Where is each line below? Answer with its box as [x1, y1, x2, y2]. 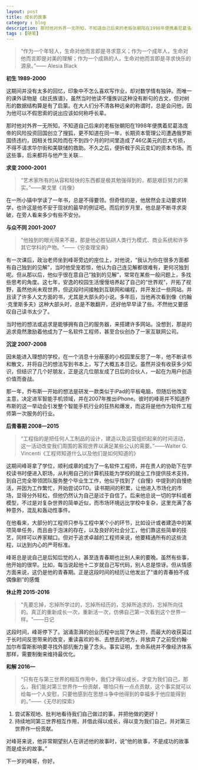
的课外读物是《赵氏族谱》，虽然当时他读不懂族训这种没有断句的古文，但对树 [6, 95, 190, 102]
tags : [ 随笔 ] [6, 31, 39, 37]
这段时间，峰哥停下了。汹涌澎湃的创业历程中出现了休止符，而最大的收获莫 [6, 628, 187, 635]
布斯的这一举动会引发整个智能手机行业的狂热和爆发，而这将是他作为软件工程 [6, 403, 192, 410]
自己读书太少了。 [11, 308, 53, 315]
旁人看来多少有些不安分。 [21, 211, 84, 218]
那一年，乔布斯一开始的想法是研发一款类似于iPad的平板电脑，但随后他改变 [6, 388, 187, 395]
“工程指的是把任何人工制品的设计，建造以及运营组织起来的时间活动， [20, 435, 189, 442]
